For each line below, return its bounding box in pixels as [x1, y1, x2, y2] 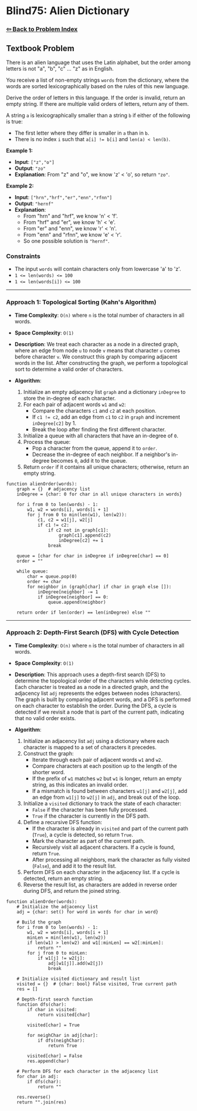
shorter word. [32, 768, 65, 775]
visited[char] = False [27, 1053, 83, 1059]
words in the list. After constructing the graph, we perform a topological [14, 359, 188, 366]
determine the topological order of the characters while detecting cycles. [14, 677, 191, 684]
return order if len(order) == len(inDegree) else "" [16, 610, 151, 615]
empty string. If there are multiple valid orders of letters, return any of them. [6, 100, 189, 107]
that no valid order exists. [14, 714, 76, 721]
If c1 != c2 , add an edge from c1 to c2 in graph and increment [32, 413, 181, 420]
